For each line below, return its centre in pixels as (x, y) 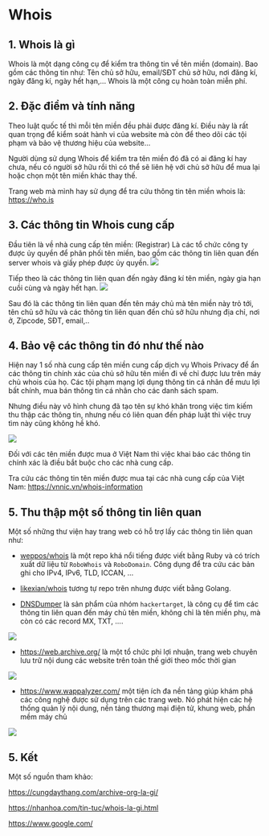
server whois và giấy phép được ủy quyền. (79, 263)
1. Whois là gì (42, 45)
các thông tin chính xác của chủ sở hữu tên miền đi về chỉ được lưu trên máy (134, 374)
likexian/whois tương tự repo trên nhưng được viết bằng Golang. (125, 589)
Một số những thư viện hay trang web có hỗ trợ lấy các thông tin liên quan (130, 532)
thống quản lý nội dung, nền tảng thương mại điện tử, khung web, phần (137, 708)
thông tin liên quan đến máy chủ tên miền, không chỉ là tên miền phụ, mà (140, 613)
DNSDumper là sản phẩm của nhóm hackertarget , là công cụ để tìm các (139, 604)
